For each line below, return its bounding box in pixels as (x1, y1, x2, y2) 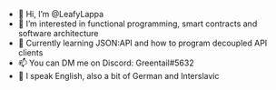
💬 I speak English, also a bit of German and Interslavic (17, 71, 220, 81)
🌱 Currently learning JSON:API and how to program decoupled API (17, 37, 268, 48)
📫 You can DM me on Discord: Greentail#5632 (17, 57, 194, 68)
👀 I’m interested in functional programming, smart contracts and (17, 18, 258, 29)
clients (17, 47, 44, 58)
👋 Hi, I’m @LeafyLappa (17, 9, 104, 19)
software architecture (17, 28, 99, 38)
